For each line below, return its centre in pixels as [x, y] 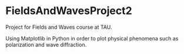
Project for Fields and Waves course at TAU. [59, 27]
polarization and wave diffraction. [46, 45]
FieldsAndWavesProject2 [69, 11]
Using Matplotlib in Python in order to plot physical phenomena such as [92, 38]
